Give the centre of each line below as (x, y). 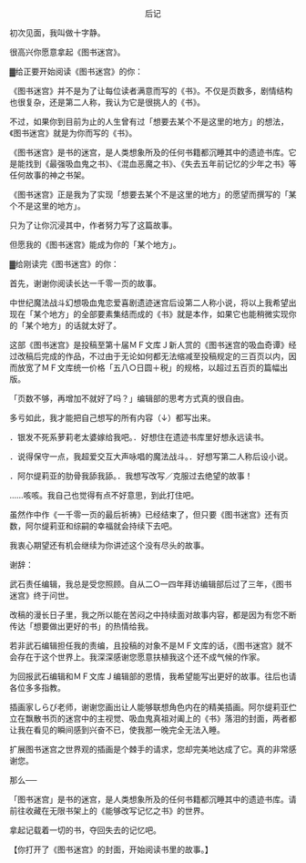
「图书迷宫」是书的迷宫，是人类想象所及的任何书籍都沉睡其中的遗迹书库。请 (153, 799)
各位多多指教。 (37, 688)
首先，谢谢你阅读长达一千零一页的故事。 (85, 283)
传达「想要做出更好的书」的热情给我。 (81, 626)
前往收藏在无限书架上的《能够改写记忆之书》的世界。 (109, 811)
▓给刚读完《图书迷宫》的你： (65, 264)
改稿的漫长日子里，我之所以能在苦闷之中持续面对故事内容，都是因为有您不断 (153, 615)
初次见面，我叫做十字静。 (57, 33)
